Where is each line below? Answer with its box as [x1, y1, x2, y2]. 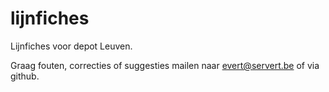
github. [10, 70, 40, 82]
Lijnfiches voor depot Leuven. [10, 40, 133, 52]
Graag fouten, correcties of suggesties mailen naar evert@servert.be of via [10, 59, 320, 71]
